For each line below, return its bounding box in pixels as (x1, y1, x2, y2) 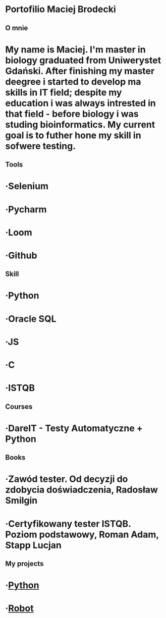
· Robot (5, 603, 34, 614)
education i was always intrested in (5, 97, 156, 109)
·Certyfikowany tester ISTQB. (5, 518, 131, 529)
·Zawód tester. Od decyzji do (5, 473, 128, 485)
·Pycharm (5, 203, 47, 215)
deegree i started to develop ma (5, 76, 141, 87)
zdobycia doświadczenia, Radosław (5, 484, 158, 495)
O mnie (5, 24, 28, 32)
